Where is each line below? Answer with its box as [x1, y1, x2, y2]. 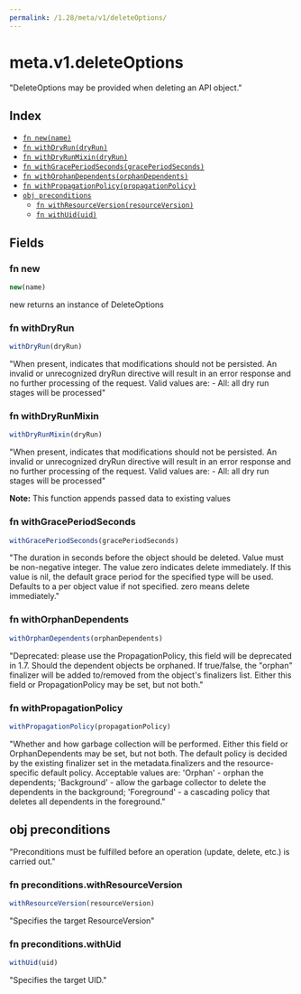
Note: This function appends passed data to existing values [9, 493, 232, 504]
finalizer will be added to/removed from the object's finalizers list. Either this [9, 670, 292, 680]
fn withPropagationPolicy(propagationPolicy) [22, 182, 196, 191]
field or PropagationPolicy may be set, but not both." [9, 679, 205, 689]
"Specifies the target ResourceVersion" [9, 914, 155, 926]
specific [9, 767, 40, 778]
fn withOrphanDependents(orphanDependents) [22, 173, 189, 182]
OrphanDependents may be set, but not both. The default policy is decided [9, 747, 287, 759]
